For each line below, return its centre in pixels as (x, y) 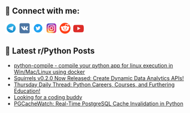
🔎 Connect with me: (42, 11)
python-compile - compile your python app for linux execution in (94, 65)
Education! (27, 91)
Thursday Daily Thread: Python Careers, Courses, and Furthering (94, 84)
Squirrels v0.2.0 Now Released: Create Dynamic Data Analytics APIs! (99, 78)
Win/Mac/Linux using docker (49, 72)
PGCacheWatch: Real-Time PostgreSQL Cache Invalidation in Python (98, 103)
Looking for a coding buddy (48, 97)
